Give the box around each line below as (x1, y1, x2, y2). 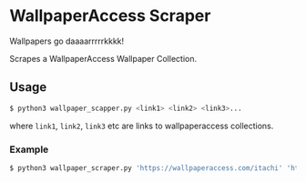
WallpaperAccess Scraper (9, 5, 211, 26)
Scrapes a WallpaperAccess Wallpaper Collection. (9, 53, 198, 64)
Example (9, 143, 49, 156)
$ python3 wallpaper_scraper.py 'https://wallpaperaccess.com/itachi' (9, 163, 283, 173)
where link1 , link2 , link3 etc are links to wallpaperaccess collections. (9, 120, 274, 131)
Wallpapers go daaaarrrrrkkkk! (9, 35, 125, 46)
